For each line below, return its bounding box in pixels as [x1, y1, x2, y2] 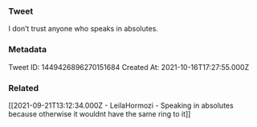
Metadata [8, 44, 47, 55]
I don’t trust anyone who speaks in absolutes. [8, 24, 159, 34]
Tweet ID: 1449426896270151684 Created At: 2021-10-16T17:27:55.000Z [8, 62, 250, 72]
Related [8, 82, 39, 93]
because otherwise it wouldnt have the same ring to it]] [8, 109, 191, 118]
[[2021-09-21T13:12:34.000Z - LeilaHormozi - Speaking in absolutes [8, 100, 235, 110]
